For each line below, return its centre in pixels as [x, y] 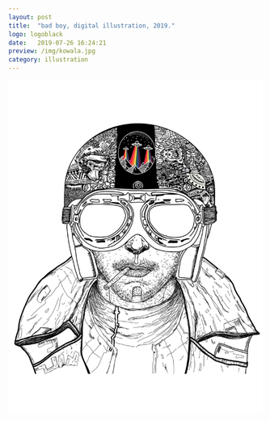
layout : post [30, 17]
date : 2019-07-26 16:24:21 [57, 43]
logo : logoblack [36, 34]
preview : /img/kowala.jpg [52, 51]
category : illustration [49, 60]
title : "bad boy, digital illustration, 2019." [92, 25]
